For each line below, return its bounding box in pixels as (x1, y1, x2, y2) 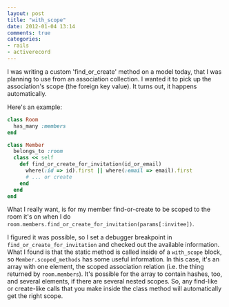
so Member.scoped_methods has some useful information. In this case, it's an (7, 255, 219, 264)
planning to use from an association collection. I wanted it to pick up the (7, 75, 212, 83)
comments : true (7, 29, 51, 37)
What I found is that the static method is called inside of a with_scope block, (7, 248, 222, 256)
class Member (7, 141, 45, 148)
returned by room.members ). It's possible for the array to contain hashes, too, (7, 270, 223, 278)
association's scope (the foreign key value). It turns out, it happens (7, 82, 197, 90)
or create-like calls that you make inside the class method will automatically (7, 284, 222, 293)
